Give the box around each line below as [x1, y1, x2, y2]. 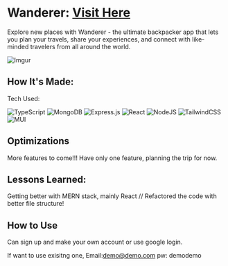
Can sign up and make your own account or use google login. [7, 238, 183, 247]
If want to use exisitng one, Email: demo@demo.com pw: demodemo [7, 251, 202, 260]
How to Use [7, 220, 58, 231]
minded [7, 42, 29, 51]
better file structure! [7, 199, 64, 208]
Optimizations [7, 135, 69, 147]
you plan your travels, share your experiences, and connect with [7, 35, 191, 43]
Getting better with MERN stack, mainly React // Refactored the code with [7, 192, 217, 200]
